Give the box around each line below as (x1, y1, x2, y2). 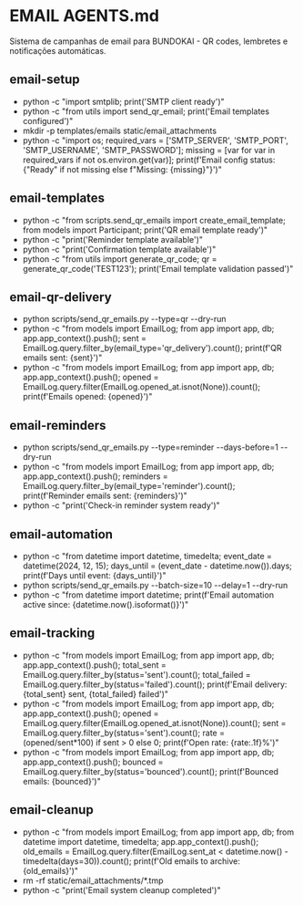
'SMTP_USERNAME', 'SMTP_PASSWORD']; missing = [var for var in (22, 144, 276, 155)
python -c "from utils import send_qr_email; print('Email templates (22, 106, 270, 117)
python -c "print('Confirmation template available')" (22, 244, 217, 255)
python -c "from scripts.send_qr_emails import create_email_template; (22, 214, 287, 225)
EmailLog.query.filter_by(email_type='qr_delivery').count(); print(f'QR (22, 343, 282, 354)
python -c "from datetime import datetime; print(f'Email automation (22, 589, 275, 600)
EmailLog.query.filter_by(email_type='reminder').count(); (22, 481, 236, 492)
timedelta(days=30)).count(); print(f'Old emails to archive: (22, 855, 241, 867)
